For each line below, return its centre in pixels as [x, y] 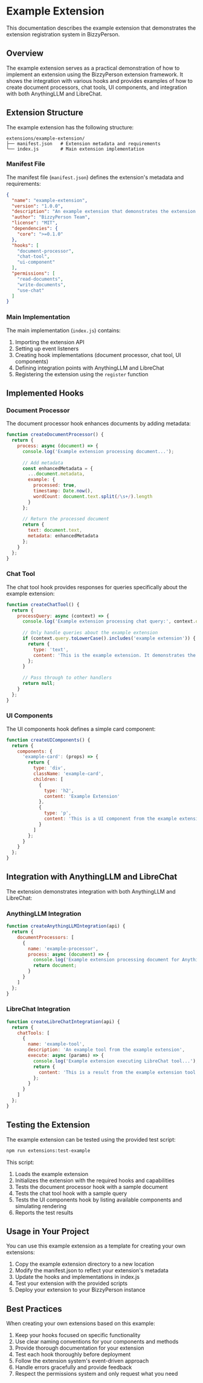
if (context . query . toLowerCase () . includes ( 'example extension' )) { [109, 639]
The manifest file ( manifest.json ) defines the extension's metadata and [95, 177]
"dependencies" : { [35, 229]
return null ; [39, 684]
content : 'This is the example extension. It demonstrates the [114, 655]
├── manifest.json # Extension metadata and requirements [84, 143]
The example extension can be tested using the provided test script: [91, 1139]
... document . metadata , [56, 474]
